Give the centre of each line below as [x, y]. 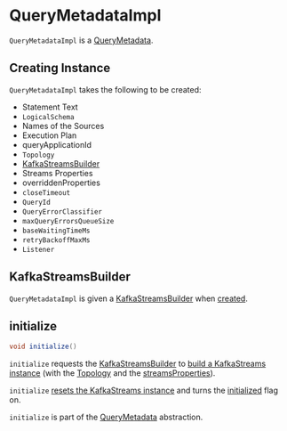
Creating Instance [60, 68]
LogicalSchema [48, 117]
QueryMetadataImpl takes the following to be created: [105, 89]
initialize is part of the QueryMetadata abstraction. [106, 417]
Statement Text [50, 107]
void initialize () [43, 347]
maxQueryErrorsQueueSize [68, 221]
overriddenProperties [61, 183]
